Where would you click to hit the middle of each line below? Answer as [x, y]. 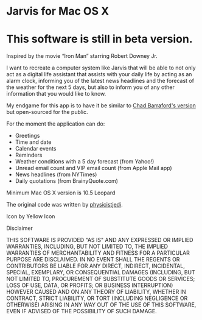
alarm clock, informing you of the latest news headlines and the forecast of [100, 81]
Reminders [29, 155]
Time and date [33, 142]
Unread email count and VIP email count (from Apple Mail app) [93, 168]
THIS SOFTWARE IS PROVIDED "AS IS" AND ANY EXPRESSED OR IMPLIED [100, 240]
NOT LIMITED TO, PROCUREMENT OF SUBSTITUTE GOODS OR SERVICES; [101, 279]
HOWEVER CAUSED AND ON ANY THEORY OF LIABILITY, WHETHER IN [96, 292]
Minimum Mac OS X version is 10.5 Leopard [61, 193]
